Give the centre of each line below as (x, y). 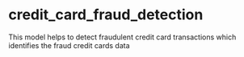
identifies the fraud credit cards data (69, 45)
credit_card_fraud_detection (106, 15)
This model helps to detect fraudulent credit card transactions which (122, 37)
